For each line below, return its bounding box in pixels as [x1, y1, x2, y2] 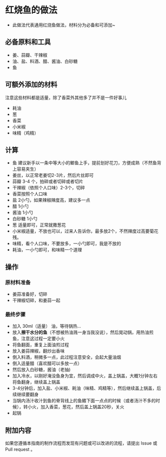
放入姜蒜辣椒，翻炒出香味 [12, 348, 65, 354]
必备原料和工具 [5, 38, 51, 46]
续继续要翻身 [12, 391, 39, 397]
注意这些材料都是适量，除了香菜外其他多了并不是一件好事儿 [5, 94, 127, 100]
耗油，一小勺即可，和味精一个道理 [12, 247, 82, 253]
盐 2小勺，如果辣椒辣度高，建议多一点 [12, 197, 91, 203]
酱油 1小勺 [12, 210, 33, 216]
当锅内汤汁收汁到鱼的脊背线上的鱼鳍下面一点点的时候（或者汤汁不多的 [12, 398, 156, 404]
